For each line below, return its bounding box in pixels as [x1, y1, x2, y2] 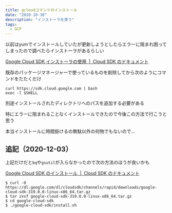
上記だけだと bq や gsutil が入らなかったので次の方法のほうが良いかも [5, 159, 150, 165]
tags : [5, 22, 17, 27]
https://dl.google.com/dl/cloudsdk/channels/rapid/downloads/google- [5, 185, 158, 190]
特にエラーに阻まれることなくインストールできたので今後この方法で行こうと [5, 111, 167, 117]
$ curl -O [5, 180, 27, 185]
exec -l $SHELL [5, 91, 38, 96]
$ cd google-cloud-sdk [5, 198, 54, 203]
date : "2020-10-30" [5, 12, 47, 17]
